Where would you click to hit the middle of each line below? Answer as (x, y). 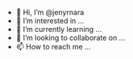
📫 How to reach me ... (53, 47)
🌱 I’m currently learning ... (59, 29)
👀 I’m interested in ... (50, 21)
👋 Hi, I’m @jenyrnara (50, 12)
